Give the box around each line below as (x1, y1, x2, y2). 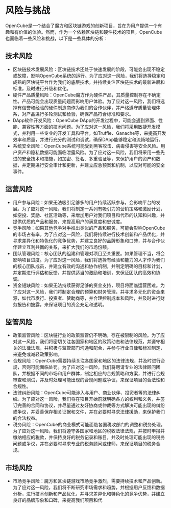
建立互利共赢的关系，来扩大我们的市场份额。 (17, 244, 111, 250)
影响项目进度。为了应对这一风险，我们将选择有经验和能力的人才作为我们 (12, 256, 165, 263)
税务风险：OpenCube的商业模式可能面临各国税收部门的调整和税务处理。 (12, 422, 165, 428)
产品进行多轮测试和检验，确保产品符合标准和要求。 (26, 111, 134, 117)
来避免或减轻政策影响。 (12, 351, 62, 357)
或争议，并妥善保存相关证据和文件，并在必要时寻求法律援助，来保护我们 (12, 409, 165, 415)
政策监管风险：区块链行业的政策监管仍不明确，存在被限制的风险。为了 (12, 332, 161, 338)
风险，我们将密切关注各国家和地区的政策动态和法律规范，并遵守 (26, 338, 161, 345)
